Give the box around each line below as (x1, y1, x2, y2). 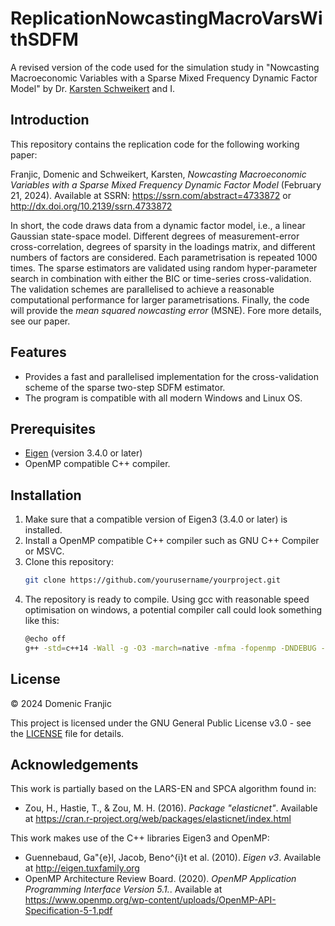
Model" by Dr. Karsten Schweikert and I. (10, 82, 175, 94)
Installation (10, 487, 82, 504)
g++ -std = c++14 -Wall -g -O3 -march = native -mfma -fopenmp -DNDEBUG (24, 643, 317, 653)
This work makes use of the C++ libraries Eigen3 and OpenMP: (10, 832, 270, 844)
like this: (24, 615, 60, 627)
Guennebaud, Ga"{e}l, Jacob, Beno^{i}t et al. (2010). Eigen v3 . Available (24, 852, 322, 864)
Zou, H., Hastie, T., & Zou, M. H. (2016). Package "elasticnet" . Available (24, 802, 318, 814)
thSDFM (10, 28, 79, 51)
